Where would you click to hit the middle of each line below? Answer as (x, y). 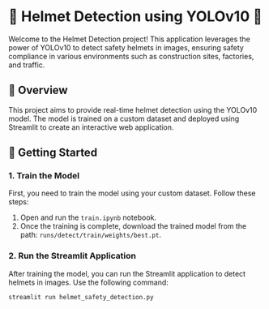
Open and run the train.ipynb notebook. (88, 217)
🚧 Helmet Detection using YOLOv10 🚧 (136, 17)
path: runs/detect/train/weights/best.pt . (91, 235)
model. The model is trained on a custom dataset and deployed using (124, 118)
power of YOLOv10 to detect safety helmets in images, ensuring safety (126, 47)
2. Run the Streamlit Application (72, 256)
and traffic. (27, 65)
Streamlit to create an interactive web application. (91, 127)
